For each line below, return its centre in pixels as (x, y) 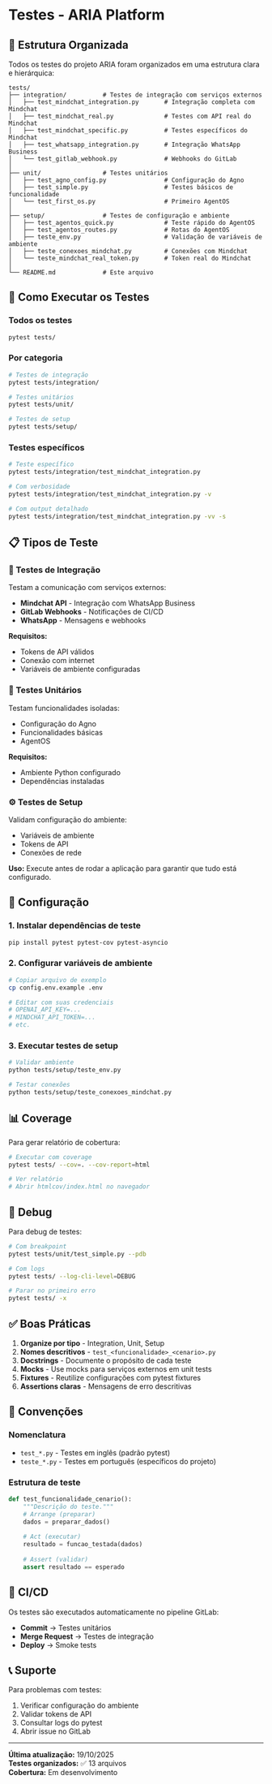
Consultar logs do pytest (61, 1723)
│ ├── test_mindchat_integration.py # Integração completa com (132, 102)
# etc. (19, 1025)
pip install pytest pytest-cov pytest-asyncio (88, 942)
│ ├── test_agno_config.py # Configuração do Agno (126, 180)
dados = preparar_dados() (67, 1522)
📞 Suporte (32, 1670)
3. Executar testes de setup (64, 1045)
